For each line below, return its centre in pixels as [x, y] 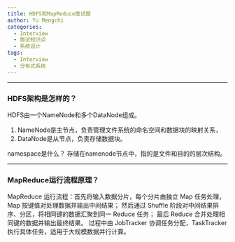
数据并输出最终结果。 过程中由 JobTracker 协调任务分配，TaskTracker [126, 223]
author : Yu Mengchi [36, 20]
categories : [24, 27]
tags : [15, 53]
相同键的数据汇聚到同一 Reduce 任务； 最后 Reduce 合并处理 [131, 214]
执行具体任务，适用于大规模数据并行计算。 [69, 231]
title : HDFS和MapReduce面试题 [49, 14]
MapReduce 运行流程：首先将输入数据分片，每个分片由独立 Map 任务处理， [116, 196]
